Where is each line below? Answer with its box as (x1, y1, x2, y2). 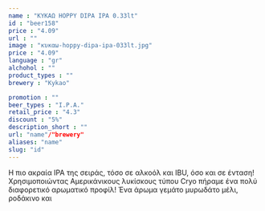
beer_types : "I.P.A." (8, 101, 84, 109)
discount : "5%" (8, 116, 63, 124)
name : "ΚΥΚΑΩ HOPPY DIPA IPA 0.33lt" (8, 11, 138, 20)
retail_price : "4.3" (8, 108, 81, 116)
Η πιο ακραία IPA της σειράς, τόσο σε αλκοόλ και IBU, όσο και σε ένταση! (8, 168, 255, 177)
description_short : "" (8, 124, 88, 132)
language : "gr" (8, 57, 63, 65)
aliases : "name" (8, 138, 63, 146)
